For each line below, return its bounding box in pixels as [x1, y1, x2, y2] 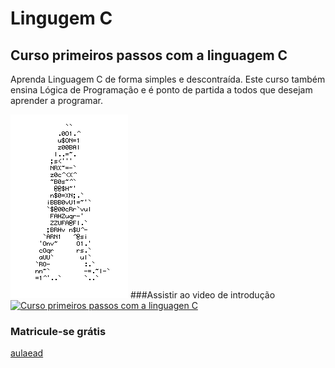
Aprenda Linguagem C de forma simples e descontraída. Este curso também [10, 73, 326, 85]
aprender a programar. [10, 95, 103, 106]
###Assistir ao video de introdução [129, 289, 276, 301]
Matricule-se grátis [10, 324, 107, 338]
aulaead [10, 347, 44, 359]
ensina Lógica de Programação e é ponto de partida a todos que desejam [10, 84, 313, 96]
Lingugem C [10, 7, 113, 30]
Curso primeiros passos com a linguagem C [10, 47, 288, 64]
